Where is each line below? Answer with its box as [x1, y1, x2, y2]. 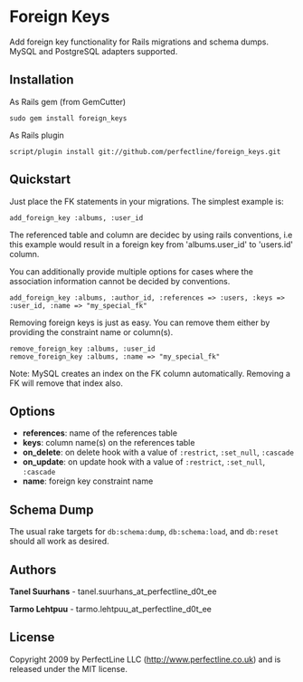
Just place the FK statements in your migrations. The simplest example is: [9, 196, 285, 207]
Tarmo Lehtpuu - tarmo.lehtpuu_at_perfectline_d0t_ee [9, 604, 213, 614]
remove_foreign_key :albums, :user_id [9, 344, 156, 353]
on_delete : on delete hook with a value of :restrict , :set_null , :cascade [22, 447, 295, 458]
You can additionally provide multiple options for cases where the [9, 265, 253, 277]
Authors [9, 562, 57, 577]
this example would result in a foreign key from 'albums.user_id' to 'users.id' [9, 238, 294, 250]
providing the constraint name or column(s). [9, 326, 174, 337]
